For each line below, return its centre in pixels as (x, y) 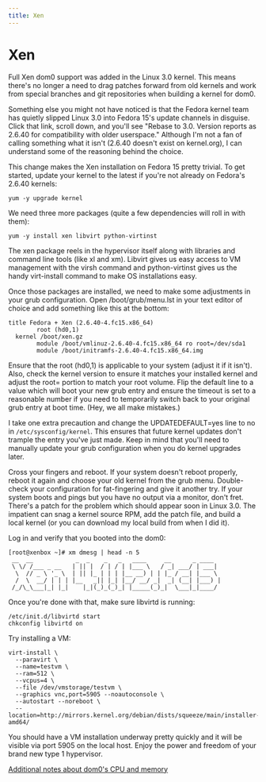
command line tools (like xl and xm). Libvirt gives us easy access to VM (125, 259)
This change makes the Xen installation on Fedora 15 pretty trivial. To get (127, 167)
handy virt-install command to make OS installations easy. (103, 275)
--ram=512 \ (35, 673)
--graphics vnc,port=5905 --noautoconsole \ (90, 694)
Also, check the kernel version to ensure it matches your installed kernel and (133, 373)
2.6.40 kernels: (33, 183)
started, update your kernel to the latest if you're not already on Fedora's (127, 175)
